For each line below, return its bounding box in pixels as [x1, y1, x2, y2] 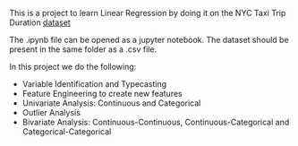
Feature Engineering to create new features [21, 89, 183, 99]
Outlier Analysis [21, 107, 81, 117]
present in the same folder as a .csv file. [9, 44, 158, 55]
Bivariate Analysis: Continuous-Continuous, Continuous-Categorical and [21, 116, 290, 127]
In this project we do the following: [9, 62, 137, 72]
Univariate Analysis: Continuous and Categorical [21, 98, 201, 108]
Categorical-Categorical [21, 126, 112, 137]
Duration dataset [9, 17, 72, 28]
